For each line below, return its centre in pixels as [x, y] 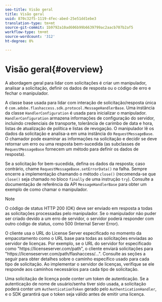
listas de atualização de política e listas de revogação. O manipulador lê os [80, 128]
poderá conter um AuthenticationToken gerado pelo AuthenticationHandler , [81, 289]
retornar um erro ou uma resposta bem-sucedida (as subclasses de [73, 144]
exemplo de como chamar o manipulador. [47, 189]
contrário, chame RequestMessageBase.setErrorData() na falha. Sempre [76, 168]
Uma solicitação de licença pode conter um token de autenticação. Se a [77, 278]
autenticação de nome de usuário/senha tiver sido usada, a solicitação [76, 284]
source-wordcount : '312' [30, 37]
